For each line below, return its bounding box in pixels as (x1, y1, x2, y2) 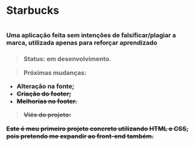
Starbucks (6, 4, 60, 17)
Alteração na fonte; (16, 82, 75, 91)
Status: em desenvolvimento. (23, 55, 112, 63)
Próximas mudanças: (23, 68, 87, 77)
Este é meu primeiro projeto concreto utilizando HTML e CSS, (6, 124, 189, 133)
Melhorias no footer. (16, 97, 78, 106)
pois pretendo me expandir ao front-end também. (6, 132, 154, 140)
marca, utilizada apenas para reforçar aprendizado (6, 38, 158, 47)
